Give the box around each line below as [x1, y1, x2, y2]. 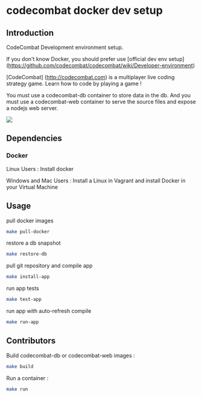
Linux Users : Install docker [6, 165, 74, 172]
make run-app [6, 319, 39, 325]
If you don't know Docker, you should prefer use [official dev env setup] [6, 56, 185, 62]
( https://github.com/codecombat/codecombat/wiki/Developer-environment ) [6, 62, 195, 69]
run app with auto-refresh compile [6, 308, 92, 314]
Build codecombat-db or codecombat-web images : [6, 352, 136, 359]
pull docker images [6, 217, 54, 224]
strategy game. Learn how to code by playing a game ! [6, 80, 142, 87]
